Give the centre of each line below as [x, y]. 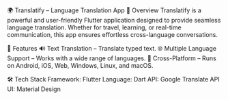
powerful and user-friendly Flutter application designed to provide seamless [114, 20]
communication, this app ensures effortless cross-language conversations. [113, 35]
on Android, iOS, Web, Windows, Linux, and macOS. [80, 65]
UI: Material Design [34, 89]
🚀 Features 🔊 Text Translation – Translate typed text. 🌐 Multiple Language [112, 48]
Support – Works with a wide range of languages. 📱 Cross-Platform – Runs [112, 58]
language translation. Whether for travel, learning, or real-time [95, 27]
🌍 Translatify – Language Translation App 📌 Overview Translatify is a [104, 10]
